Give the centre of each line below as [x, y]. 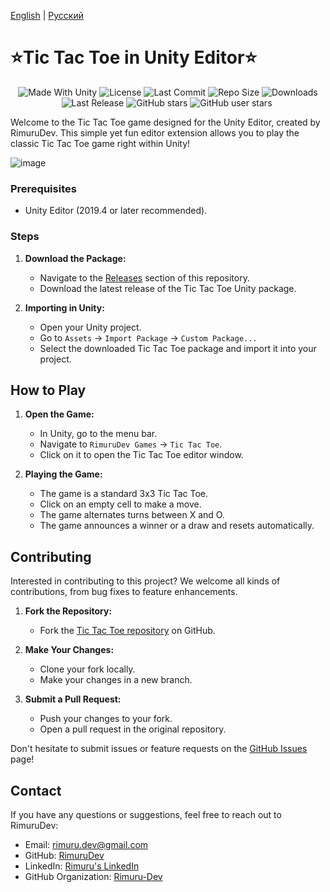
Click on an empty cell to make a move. [120, 504]
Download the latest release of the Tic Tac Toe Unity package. [168, 288]
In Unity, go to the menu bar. [98, 434]
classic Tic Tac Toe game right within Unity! [100, 143]
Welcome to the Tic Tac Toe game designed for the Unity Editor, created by [165, 122]
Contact [36, 790]
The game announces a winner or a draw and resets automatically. [177, 526]
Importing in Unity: [64, 307]
